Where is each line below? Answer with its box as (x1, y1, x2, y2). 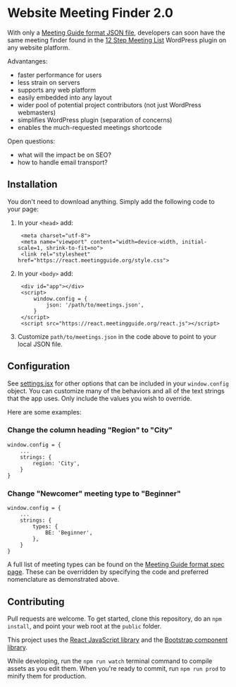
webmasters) (17, 108, 56, 117)
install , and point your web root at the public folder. (7, 621, 162, 630)
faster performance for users (17, 71, 102, 79)
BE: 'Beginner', (44, 530, 93, 537)
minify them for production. (7, 671, 87, 680)
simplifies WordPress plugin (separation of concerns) (17, 115, 173, 124)
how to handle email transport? (17, 157, 108, 167)
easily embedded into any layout (17, 93, 113, 102)
